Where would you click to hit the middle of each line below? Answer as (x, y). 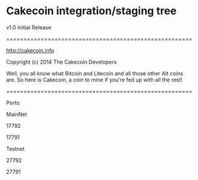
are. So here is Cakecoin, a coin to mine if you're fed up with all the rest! (94, 80)
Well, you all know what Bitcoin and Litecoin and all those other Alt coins (95, 73)
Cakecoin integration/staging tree (92, 11)
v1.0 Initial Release (29, 27)
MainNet (17, 114)
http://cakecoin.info (30, 50)
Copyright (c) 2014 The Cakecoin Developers (62, 62)
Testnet (15, 149)
